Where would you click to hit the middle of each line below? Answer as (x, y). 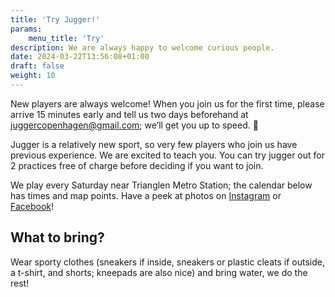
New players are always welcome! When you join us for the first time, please (167, 103)
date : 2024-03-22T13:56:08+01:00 (80, 57)
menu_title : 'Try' (66, 38)
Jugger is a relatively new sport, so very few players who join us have (154, 144)
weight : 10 (33, 76)
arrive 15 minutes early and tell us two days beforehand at (129, 114)
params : (26, 29)
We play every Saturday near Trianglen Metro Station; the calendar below (161, 185)
